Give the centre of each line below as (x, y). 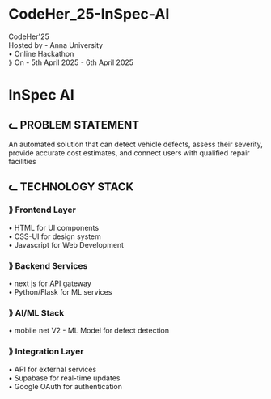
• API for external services (53, 369)
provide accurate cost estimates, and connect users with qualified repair (129, 153)
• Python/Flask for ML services (60, 291)
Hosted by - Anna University (56, 45)
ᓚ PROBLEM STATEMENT (74, 125)
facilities (22, 161)
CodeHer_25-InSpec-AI (89, 14)
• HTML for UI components (54, 227)
